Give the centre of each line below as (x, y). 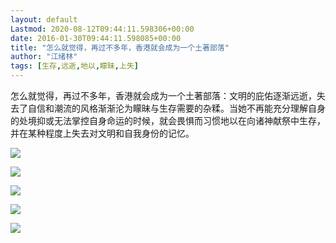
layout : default (44, 19)
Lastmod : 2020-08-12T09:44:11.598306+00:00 (102, 29)
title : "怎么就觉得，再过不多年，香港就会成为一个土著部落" (120, 47)
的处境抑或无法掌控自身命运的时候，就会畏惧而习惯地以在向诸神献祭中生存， (168, 120)
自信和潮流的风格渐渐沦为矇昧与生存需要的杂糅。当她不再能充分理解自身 (176, 108)
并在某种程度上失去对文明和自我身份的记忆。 (102, 133)
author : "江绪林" (44, 57)
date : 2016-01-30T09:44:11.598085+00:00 (96, 38)
